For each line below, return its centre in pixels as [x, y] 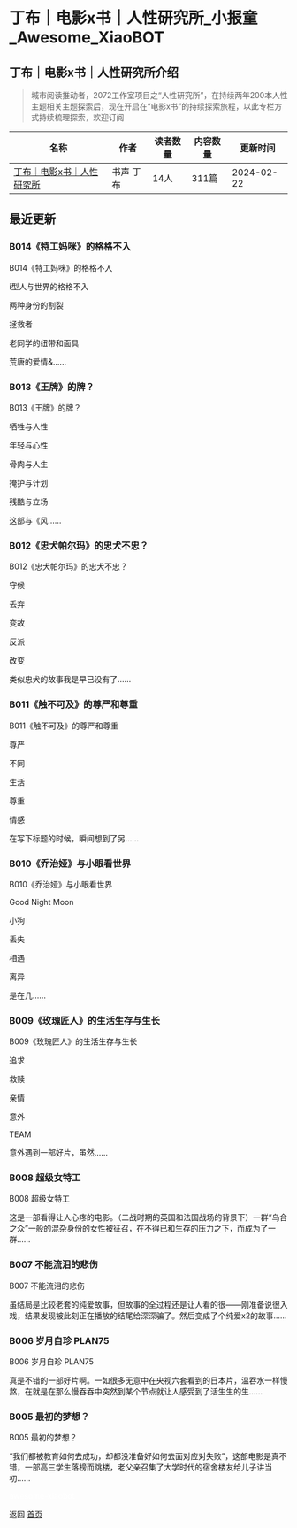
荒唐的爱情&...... [38, 361]
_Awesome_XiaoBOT [87, 38]
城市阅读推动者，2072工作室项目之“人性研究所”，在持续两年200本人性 [159, 95]
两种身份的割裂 [36, 305]
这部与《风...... [35, 520]
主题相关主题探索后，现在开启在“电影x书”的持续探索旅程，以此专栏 [152, 106]
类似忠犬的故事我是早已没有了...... [70, 680]
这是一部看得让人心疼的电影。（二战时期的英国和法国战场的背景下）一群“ [141, 1217]
